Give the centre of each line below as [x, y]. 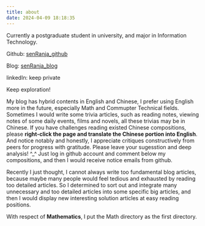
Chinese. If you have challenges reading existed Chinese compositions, [96, 127]
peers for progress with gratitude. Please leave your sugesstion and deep [99, 147]
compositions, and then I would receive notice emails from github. [89, 160]
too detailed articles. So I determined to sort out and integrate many [92, 185]
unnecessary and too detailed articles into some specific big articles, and [99, 192]
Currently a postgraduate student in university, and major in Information [96, 35]
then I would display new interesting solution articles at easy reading [93, 198]
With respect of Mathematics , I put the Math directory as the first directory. [102, 216]
